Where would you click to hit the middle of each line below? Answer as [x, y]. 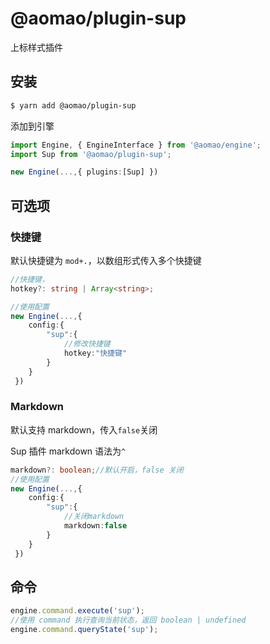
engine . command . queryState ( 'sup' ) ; [84, 630]
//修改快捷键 [87, 344]
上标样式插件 [36, 47]
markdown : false [95, 526]
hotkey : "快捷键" [95, 353]
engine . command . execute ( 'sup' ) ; [77, 611]
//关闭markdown [94, 517]
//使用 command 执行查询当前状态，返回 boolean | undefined [128, 620]
